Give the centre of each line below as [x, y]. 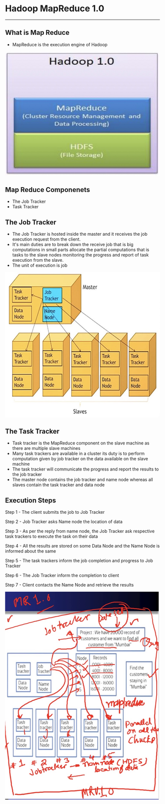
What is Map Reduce [37, 33]
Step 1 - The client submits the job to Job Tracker [55, 512]
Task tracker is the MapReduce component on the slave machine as [81, 443]
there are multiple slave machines [46, 448]
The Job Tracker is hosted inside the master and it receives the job [80, 234]
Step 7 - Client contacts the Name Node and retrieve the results [69, 584]
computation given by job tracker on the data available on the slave [80, 459]
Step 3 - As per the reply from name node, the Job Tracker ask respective [80, 531]
